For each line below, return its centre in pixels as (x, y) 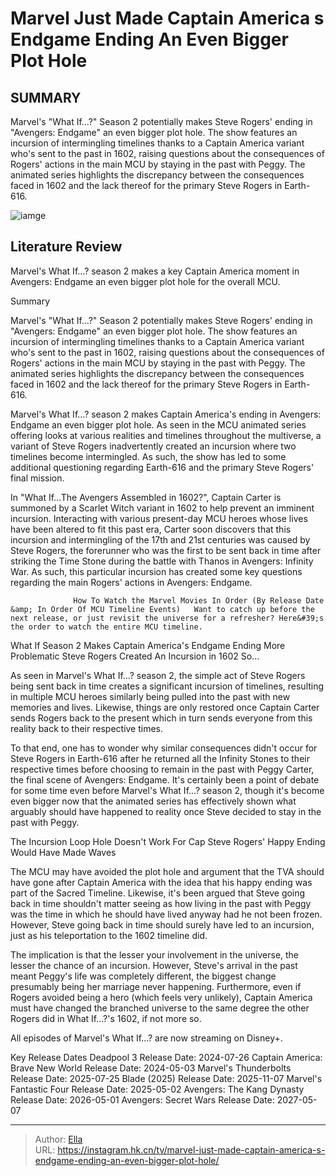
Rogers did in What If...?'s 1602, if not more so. (106, 1018)
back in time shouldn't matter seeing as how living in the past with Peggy (161, 903)
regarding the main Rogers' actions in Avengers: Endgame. (131, 582)
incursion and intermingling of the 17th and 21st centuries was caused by (160, 539)
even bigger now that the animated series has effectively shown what (153, 801)
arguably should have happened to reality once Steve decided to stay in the (166, 811)
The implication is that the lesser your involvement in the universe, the (155, 954)
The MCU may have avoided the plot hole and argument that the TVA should (167, 871)
